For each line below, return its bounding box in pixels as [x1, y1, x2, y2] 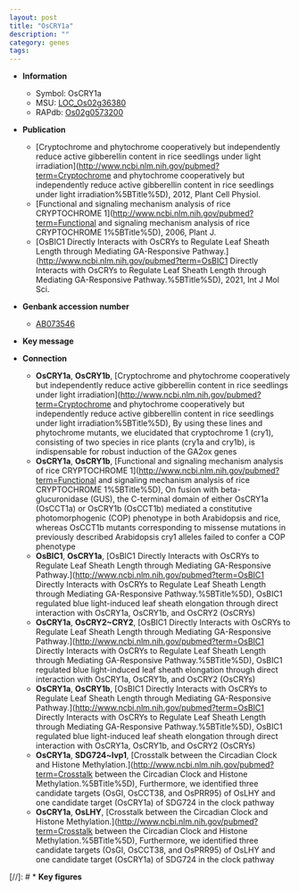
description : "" [9, 29, 70, 38]
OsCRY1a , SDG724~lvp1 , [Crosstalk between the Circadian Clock [35, 750, 278, 761]
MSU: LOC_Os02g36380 [35, 97, 127, 108]
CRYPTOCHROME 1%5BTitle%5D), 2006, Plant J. [35, 227, 217, 237]
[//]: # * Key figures [9, 871, 82, 882]
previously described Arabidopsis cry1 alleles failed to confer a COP [35, 532, 286, 543]
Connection [21, 354, 67, 364]
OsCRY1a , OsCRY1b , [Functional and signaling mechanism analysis [35, 456, 284, 467]
